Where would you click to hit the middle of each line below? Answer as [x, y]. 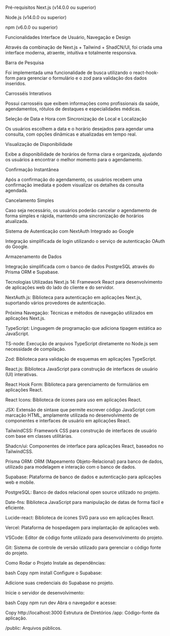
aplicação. [16, 618]
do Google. [17, 247]
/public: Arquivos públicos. [34, 628]
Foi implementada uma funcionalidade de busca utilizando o [69, 72]
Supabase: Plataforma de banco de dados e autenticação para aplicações [83, 477]
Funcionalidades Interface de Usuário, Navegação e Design [68, 37]
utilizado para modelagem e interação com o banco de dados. [71, 467]
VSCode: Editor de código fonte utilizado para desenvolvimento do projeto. [84, 537]
